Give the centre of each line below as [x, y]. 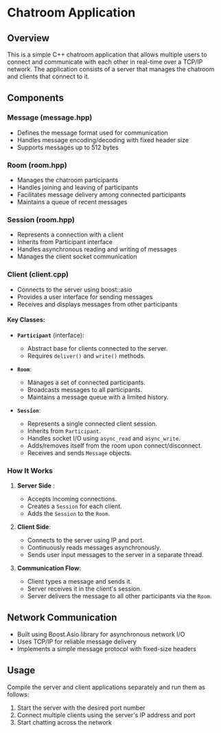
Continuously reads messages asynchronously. [94, 547]
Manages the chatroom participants [68, 179]
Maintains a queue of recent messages [72, 201]
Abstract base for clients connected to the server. [97, 348]
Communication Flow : [49, 568]
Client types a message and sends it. [80, 582]
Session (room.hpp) [41, 219]
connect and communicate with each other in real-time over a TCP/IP [105, 62]
